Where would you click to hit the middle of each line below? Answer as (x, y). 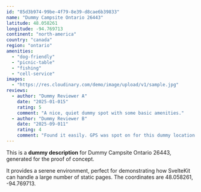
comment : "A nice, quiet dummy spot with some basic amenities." (101, 113)
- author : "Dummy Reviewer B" (49, 118)
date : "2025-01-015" (43, 101)
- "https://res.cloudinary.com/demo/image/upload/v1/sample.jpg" (95, 85)
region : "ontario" (29, 46)
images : (16, 79)
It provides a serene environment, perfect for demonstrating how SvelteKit (98, 170)
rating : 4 (29, 130)
